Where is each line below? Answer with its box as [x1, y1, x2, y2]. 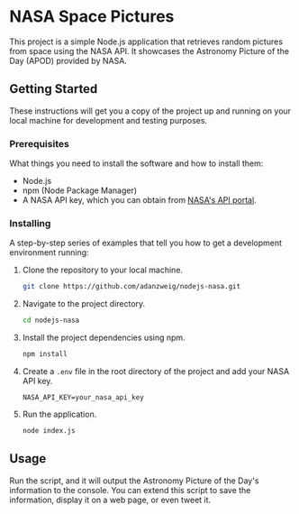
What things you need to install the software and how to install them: [9, 158, 264, 169]
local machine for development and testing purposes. [9, 115, 208, 125]
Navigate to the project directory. [22, 298, 146, 309]
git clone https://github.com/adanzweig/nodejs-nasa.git [22, 282, 241, 291]
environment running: [9, 247, 89, 258]
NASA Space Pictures [9, 6, 175, 27]
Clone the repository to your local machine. [22, 264, 183, 276]
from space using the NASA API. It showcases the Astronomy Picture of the [9, 45, 290, 56]
